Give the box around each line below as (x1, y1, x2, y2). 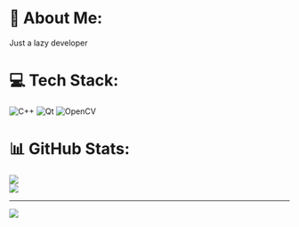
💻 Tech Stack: (9, 70, 119, 91)
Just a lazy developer (9, 37, 88, 48)
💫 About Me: (9, 8, 103, 28)
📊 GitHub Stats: (9, 139, 131, 159)
